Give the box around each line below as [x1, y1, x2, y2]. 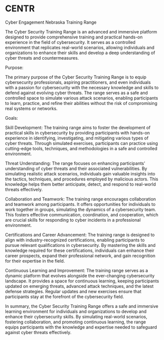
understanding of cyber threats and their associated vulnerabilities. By [5, 166, 147, 171]
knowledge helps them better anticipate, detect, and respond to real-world [5, 181, 156, 187]
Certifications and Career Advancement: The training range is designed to [5, 232, 155, 238]
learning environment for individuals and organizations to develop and [5, 308, 147, 314]
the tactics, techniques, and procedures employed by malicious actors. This [5, 176, 159, 182]
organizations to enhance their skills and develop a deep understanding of [5, 50, 156, 56]
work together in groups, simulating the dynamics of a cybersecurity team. [5, 206, 156, 212]
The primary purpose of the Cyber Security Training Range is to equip [5, 74, 146, 80]
